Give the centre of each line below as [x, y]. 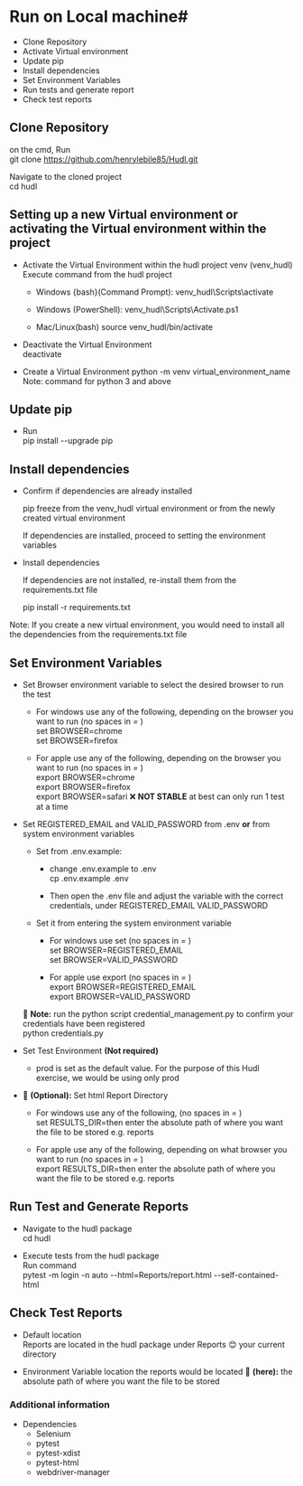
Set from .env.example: [79, 851]
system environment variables [78, 834]
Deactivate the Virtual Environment [87, 344]
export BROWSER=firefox [83, 787]
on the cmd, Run [40, 149]
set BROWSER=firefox [77, 740]
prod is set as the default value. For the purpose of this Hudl [147, 1068]
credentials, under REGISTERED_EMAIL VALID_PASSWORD [159, 905]
